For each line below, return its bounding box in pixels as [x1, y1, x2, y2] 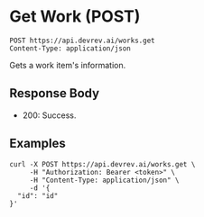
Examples [9, 136, 66, 151]
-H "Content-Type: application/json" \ [29, 176, 180, 185]
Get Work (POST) [9, 6, 141, 27]
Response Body [9, 86, 100, 101]
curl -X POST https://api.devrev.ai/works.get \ [9, 159, 196, 168]
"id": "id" [17, 191, 59, 200]
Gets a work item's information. [9, 59, 126, 70]
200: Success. [22, 110, 77, 121]
